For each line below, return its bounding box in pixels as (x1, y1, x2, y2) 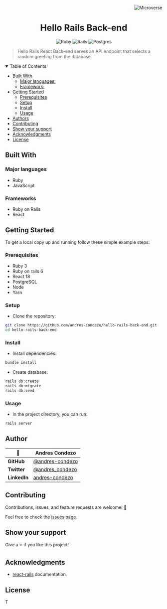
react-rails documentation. (12, 571, 67, 578)
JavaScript (12, 182, 35, 188)
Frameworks (5, 195, 36, 202)
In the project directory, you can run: (12, 411, 88, 417)
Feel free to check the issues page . (5, 514, 77, 520)
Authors (12, 115, 29, 121)
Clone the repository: (12, 313, 56, 319)
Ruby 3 (12, 263, 27, 269)
